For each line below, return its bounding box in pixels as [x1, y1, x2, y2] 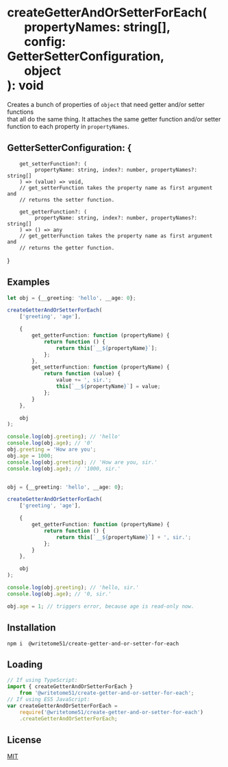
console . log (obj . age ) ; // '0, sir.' [7, 590, 112, 598]
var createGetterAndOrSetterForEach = [7, 702, 118, 709]
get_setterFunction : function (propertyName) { [31, 364, 170, 371]
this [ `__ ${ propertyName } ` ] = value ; [55, 383, 161, 390]
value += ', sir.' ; [55, 377, 112, 383]
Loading [7, 659, 43, 670]
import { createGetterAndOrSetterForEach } [7, 683, 134, 690]
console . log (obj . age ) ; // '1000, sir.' [7, 465, 121, 472]
